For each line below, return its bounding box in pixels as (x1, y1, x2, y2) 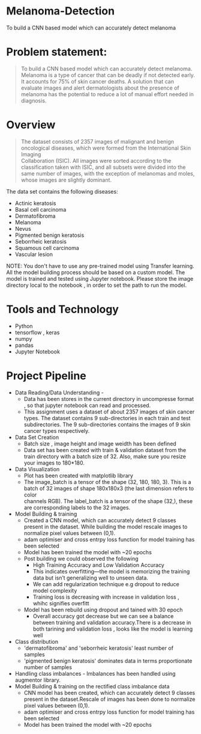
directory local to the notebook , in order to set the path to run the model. (6, 281, 187, 289)
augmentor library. (14, 676, 61, 684)
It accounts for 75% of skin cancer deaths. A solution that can (20, 78, 174, 85)
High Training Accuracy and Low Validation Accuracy (32, 561, 165, 569)
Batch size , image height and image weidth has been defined (23, 440, 177, 447)
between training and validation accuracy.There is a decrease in (32, 619, 191, 626)
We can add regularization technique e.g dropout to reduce (32, 580, 179, 587)
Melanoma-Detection (6, 4, 115, 18)
